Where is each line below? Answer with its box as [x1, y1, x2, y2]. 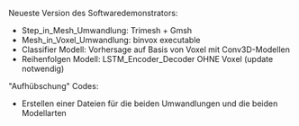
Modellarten [21, 108, 67, 118]
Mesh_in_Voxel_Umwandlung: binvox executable [21, 35, 201, 45]
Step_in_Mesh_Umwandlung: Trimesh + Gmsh [21, 25, 193, 35]
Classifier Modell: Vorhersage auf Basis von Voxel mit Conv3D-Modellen [21, 44, 290, 55]
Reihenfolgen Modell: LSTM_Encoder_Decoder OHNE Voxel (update [21, 54, 274, 64]
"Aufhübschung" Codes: [8, 81, 99, 91]
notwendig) [21, 63, 65, 74]
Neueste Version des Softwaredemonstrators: [8, 8, 178, 18]
